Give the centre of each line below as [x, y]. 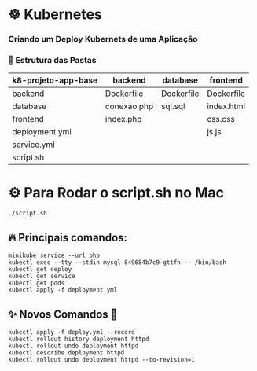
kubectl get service [42, 277]
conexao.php [129, 106]
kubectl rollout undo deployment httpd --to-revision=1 [101, 359]
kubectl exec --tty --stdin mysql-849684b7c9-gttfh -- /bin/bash [117, 263]
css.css [221, 119]
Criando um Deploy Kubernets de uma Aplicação [103, 39]
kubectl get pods [37, 283]
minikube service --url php [54, 256]
